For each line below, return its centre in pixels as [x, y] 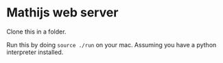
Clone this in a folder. [36, 32]
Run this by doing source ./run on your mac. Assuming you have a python [111, 45]
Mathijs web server [62, 13]
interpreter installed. [35, 52]
